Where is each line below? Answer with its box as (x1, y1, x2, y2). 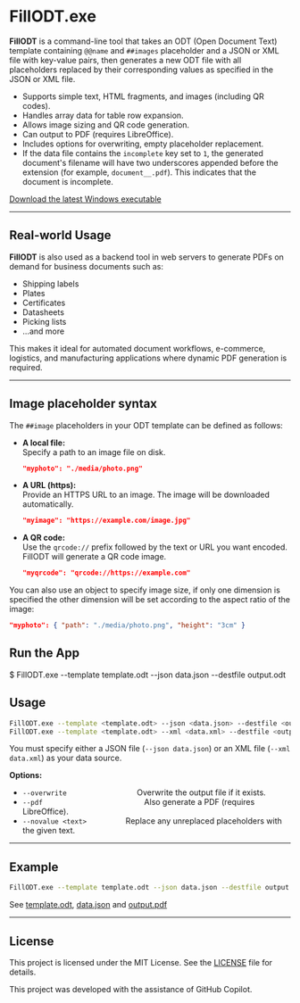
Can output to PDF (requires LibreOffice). (21, 128, 174, 139)
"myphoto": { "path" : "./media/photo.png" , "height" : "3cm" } (9, 621, 246, 630)
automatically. (21, 499, 74, 510)
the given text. (21, 825, 76, 836)
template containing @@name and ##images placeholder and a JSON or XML (9, 45, 279, 55)
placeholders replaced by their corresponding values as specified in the (9, 64, 274, 75)
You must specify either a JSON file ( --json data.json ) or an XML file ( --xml (9, 743, 291, 754)
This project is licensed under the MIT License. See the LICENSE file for (9, 957, 273, 967)
